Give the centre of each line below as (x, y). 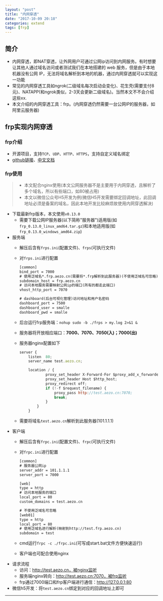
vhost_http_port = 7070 (43, 290)
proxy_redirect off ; (66, 383)
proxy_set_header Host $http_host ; (81, 379)
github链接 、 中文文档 (33, 160)
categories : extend (25, 23)
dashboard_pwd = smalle (43, 312)
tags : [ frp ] (17, 28)
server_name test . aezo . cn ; (56, 361)
